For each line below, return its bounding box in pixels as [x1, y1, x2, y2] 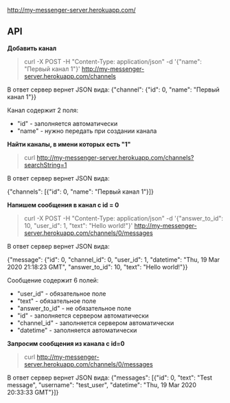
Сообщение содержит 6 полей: [7, 276, 99, 285]
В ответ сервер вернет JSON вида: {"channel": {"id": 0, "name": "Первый [7, 85, 220, 94]
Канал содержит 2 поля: [7, 106, 79, 114]
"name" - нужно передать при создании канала [16, 127, 157, 135]
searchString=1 [23, 161, 67, 169]
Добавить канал [7, 44, 57, 52]
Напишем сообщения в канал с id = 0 [7, 200, 119, 209]
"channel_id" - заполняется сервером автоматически [16, 318, 174, 327]
